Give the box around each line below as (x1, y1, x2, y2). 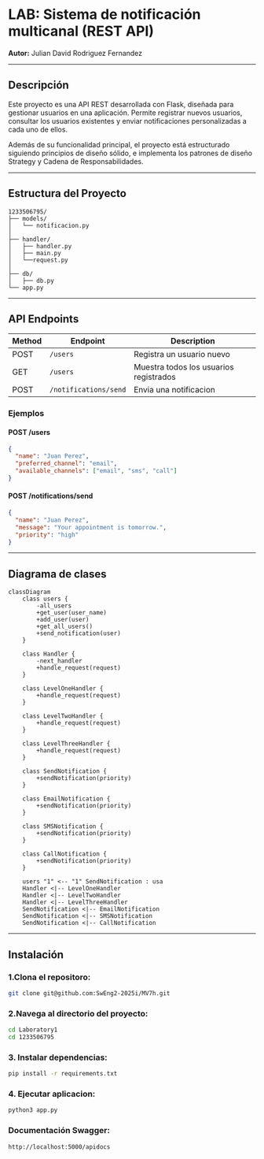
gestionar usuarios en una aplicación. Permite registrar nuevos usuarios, (8, 108, 243, 117)
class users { (22, 595, 68, 604)
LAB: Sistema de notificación (8, 6, 201, 24)
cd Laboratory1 (8, 1026, 58, 1034)
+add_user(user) (36, 616, 90, 624)
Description (170, 336, 216, 347)
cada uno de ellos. (8, 124, 68, 134)
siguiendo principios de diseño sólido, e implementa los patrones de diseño (8, 148, 253, 158)
